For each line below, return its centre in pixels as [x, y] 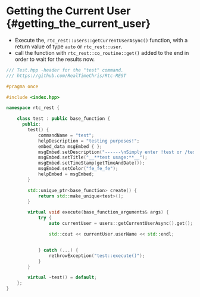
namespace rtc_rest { [33, 108]
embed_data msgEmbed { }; [70, 146]
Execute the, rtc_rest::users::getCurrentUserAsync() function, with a [101, 40]
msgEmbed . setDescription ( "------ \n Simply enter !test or [110, 152]
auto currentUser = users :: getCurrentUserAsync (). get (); [121, 224]
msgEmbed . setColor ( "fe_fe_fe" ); [78, 169]
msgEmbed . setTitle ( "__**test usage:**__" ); [93, 157]
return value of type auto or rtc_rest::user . [69, 47]
